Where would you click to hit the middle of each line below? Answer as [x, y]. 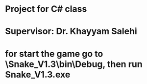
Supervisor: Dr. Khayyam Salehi [71, 31]
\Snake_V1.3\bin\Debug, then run [74, 64]
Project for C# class [46, 9]
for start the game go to [54, 53]
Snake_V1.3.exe [38, 74]
